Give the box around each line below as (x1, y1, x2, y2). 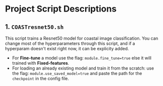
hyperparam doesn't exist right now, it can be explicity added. (5, 46, 129, 51)
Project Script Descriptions (5, 3, 117, 14)
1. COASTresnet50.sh (5, 23, 64, 31)
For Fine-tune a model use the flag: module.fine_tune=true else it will (12, 55, 152, 61)
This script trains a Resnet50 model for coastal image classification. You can (5, 35, 159, 41)
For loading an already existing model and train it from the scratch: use (12, 65, 154, 71)
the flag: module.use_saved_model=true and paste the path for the (12, 71, 142, 76)
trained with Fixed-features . (12, 60, 70, 66)
